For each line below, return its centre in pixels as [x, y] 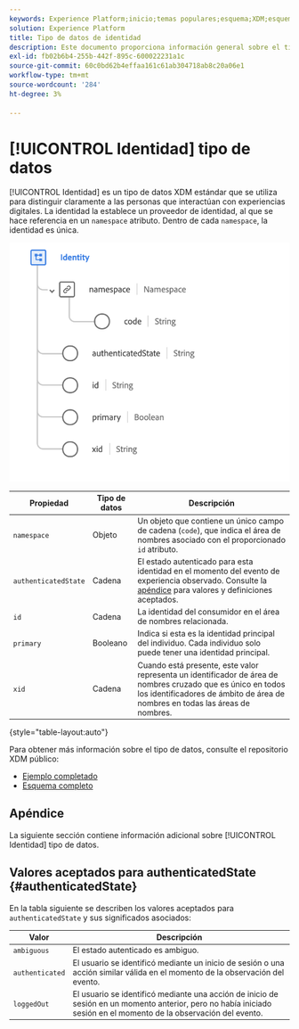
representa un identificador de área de [208, 674]
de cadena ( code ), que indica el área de [209, 530]
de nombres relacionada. [183, 622]
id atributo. [158, 549]
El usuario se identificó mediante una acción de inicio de [175, 993]
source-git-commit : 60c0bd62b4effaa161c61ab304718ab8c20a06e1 [127, 66]
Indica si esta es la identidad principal [206, 634]
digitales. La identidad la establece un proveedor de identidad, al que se [141, 211]
